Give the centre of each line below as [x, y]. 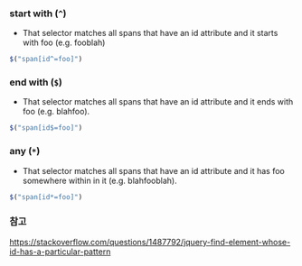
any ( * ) [25, 151]
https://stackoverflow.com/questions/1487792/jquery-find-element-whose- [150, 242]
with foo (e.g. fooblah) [64, 42]
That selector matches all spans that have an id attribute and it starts [150, 33]
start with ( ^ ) [38, 14]
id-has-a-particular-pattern [60, 252]
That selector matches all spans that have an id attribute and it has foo [153, 170]
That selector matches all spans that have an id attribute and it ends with [158, 102]
